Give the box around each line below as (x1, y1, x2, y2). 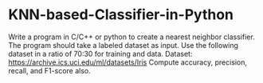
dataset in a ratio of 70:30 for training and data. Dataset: (8, 49, 193, 58)
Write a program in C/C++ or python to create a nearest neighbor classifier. (8, 32, 255, 41)
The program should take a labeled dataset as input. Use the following (8, 40, 239, 49)
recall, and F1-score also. (8, 65, 91, 75)
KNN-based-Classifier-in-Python (8, 6, 234, 24)
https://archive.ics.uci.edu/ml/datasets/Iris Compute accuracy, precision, (8, 57, 248, 67)
